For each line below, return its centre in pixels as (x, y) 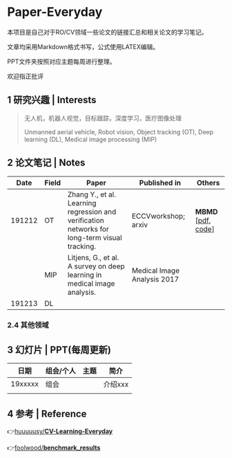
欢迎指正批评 (25, 76)
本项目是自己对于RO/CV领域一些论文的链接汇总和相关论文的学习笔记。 (108, 32)
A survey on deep (96, 266)
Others (208, 183)
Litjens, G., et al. (93, 257)
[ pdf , (203, 220)
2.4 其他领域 (28, 325)
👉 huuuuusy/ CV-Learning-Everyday (60, 431)
